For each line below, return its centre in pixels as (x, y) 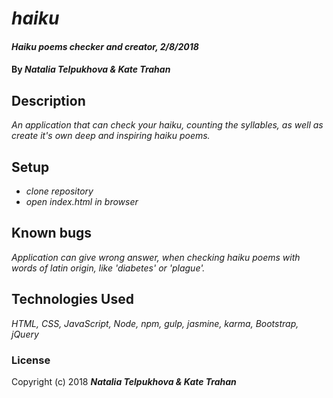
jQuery (25, 334)
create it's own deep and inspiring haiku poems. (111, 136)
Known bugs (52, 233)
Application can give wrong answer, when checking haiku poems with (156, 257)
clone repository (59, 191)
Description (48, 100)
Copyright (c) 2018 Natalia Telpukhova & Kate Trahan (124, 381)
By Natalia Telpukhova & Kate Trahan (91, 69)
